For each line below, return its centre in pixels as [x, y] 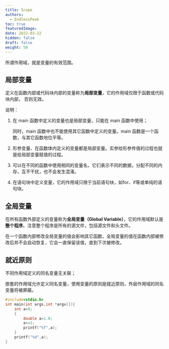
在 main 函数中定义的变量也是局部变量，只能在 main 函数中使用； [80, 121]
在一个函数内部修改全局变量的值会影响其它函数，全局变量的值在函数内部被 [82, 236]
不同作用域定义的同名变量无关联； [40, 273]
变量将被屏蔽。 [21, 290]
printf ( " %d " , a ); [31, 337]
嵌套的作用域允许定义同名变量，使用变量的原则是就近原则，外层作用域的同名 [84, 284]
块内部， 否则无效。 [26, 99]
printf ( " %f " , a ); [40, 328]
